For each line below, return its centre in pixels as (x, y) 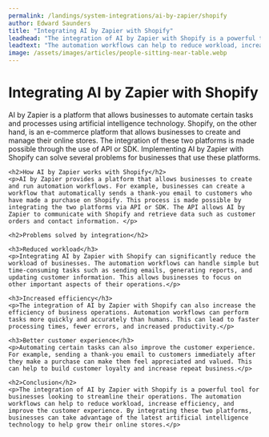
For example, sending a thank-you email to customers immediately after (132, 354)
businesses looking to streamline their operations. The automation (125, 397)
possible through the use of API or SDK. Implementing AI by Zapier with (126, 148)
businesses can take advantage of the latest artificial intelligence (128, 418)
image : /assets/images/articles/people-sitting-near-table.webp (118, 53)
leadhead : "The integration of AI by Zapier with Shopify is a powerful (132, 38)
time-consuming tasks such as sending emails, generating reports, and (130, 270)
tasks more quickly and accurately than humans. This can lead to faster (134, 319)
